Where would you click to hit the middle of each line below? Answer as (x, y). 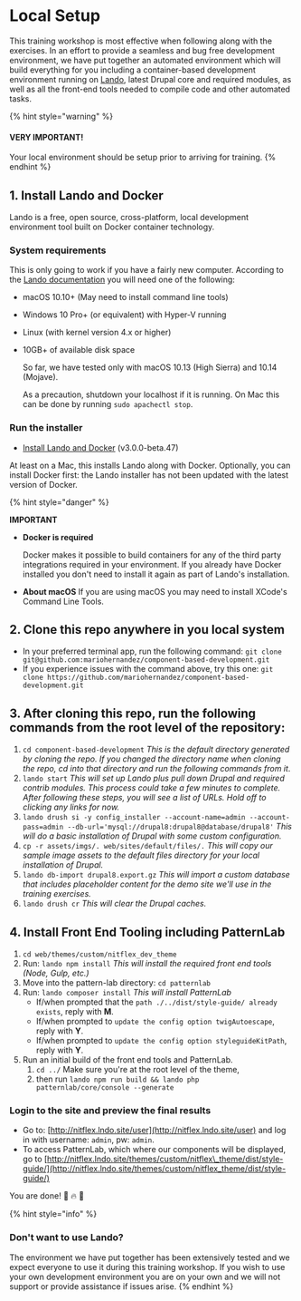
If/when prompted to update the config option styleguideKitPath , (161, 1040)
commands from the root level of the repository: (147, 728)
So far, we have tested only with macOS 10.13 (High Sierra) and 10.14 (150, 367)
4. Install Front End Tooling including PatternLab (147, 932)
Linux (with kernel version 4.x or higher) (97, 333)
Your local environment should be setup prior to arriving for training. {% (143, 157)
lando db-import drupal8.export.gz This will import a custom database (156, 875)
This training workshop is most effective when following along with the (141, 41)
